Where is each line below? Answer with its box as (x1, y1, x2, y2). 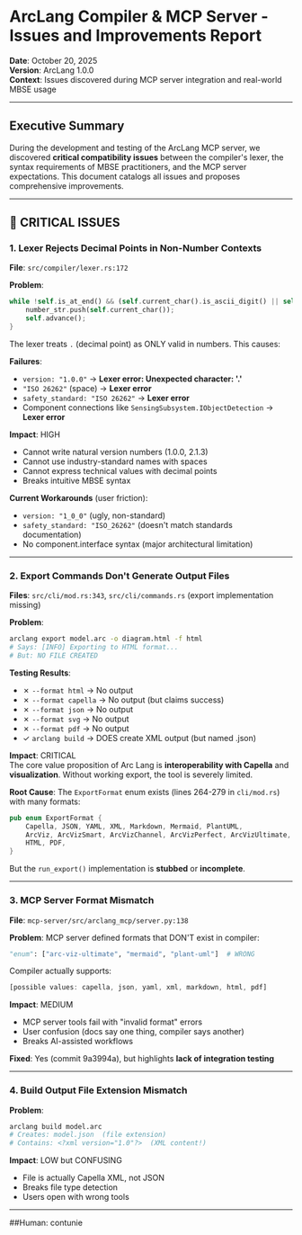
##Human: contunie (9, 1217, 84, 1229)
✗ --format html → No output (22, 685, 134, 695)
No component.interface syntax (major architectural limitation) (22, 538, 253, 550)
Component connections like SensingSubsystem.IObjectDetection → (22, 402, 274, 413)
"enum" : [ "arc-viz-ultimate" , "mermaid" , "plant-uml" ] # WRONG (9, 949, 255, 959)
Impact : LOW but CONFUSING (9, 1155, 123, 1166)
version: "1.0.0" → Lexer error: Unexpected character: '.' (22, 373, 243, 384)
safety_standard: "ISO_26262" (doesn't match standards (22, 519, 234, 530)
